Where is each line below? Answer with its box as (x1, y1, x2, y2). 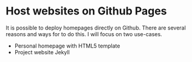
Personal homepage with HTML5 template (14, 42, 120, 49)
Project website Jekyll (14, 48, 70, 55)
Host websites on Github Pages (5, 4, 168, 18)
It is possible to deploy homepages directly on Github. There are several (5, 24, 186, 31)
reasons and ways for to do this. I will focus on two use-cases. (5, 30, 162, 37)
